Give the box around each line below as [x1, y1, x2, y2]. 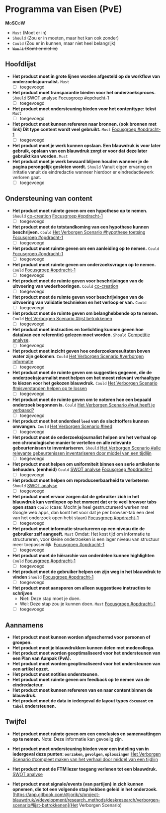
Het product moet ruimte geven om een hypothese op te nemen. [12, 207, 148, 213]
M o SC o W [5, 20, 25, 26]
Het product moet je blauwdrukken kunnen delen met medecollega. [12, 644, 155, 650]
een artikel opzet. [12, 666, 50, 672]
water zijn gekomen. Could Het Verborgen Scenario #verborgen [12, 353, 144, 360]
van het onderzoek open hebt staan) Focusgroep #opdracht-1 [12, 515, 139, 521]
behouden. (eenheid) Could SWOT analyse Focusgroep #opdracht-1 [12, 466, 153, 472]
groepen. [12, 639, 32, 645]
